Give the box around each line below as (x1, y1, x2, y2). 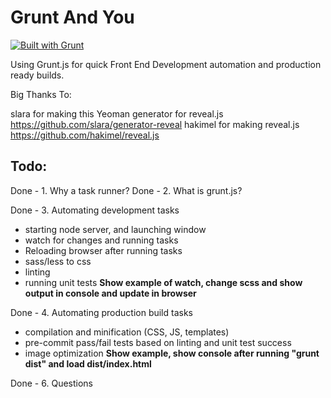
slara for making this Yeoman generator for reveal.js (10, 107, 224, 120)
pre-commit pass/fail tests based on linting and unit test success (24, 336, 292, 348)
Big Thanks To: (10, 88, 72, 100)
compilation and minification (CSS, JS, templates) (24, 326, 230, 338)
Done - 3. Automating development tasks (10, 204, 180, 216)
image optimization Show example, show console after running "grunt (24, 347, 320, 359)
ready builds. (10, 69, 65, 81)
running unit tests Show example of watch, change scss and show (24, 276, 303, 288)
